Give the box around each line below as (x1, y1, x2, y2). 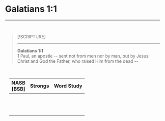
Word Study (54, 82, 82, 89)
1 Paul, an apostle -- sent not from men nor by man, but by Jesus (17, 53, 149, 59)
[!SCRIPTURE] (17, 33, 46, 40)
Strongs (30, 82, 49, 89)
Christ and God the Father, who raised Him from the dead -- (17, 58, 138, 64)
